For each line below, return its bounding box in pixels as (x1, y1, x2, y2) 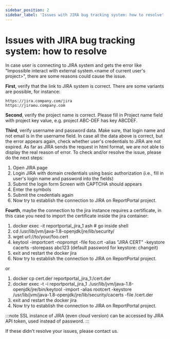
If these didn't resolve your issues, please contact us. (5, 328, 119, 334)
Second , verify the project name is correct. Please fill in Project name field (5, 112, 163, 118)
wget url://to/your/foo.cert (12, 234, 68, 240)
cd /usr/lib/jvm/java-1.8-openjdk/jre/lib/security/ (12, 228, 115, 234)
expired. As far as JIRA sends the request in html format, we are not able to (5, 144, 164, 150)
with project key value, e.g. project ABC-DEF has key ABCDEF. (5, 118, 138, 124)
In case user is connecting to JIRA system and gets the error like (5, 62, 142, 68)
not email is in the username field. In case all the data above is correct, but (5, 133, 163, 139)
